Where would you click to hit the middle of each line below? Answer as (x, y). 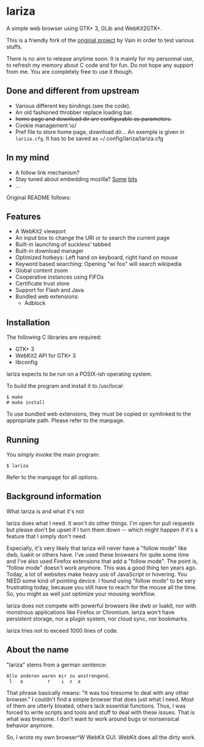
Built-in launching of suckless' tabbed (63, 244)
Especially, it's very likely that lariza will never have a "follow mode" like (96, 548)
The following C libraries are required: (54, 337)
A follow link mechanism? (47, 172)
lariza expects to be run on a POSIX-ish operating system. (79, 374)
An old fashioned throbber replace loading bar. (74, 112)
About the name (38, 650)
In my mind (28, 158)
